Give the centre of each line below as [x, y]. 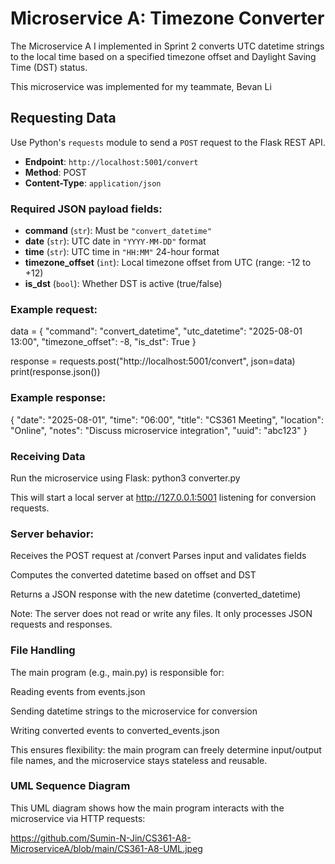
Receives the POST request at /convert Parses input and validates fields [158, 556]
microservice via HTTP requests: [78, 818]
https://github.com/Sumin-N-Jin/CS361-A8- [101, 838]
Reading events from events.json [78, 691]
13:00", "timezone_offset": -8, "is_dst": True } [103, 342]
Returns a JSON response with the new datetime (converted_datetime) [156, 594]
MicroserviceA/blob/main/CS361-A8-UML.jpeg [106, 848]
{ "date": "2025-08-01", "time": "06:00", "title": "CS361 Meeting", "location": [167, 419]
